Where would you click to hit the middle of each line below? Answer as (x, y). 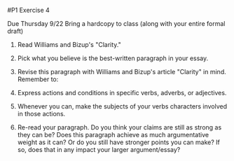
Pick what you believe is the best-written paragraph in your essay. (113, 58)
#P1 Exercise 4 (29, 10)
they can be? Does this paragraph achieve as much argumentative (113, 135)
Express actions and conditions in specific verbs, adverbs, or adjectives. (122, 93)
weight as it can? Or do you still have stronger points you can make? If (119, 142)
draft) (15, 31)
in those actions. (41, 114)
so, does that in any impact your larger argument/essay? (99, 149)
